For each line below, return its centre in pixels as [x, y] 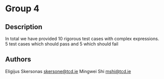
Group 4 [22, 9]
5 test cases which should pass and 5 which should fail [62, 44]
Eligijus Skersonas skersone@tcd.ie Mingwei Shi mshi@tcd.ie [68, 71]
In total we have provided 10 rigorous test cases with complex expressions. [82, 39]
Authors [18, 59]
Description [24, 27]
